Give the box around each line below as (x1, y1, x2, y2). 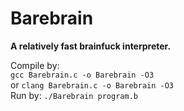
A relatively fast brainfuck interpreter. (10, 40, 172, 52)
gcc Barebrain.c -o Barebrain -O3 (10, 70, 155, 80)
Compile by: (10, 59, 60, 71)
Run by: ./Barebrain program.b (10, 89, 138, 101)
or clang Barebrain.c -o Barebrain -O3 (10, 78, 175, 91)
